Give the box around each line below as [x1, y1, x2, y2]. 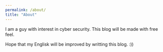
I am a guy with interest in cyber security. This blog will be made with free [5, 26, 158, 32]
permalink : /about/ [5, 7, 46, 13]
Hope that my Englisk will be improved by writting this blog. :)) [5, 41, 134, 47]
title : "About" [5, 12, 37, 17]
